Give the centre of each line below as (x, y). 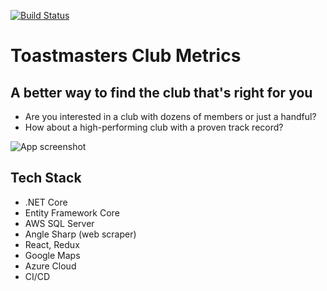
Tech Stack (46, 178)
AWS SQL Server (59, 223)
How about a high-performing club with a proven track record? (154, 127)
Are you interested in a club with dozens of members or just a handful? (170, 116)
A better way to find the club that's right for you (161, 92)
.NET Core (46, 202)
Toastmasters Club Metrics (126, 56)
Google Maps (52, 255)
